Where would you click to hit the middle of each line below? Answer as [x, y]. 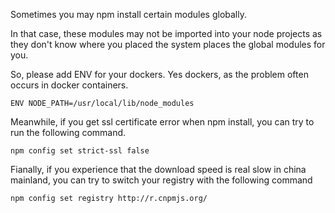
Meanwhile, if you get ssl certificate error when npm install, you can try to [162, 122]
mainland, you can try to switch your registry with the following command [161, 180]
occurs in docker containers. [69, 85]
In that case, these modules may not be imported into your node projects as [166, 33]
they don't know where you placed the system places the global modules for [168, 44]
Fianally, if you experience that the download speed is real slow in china [158, 169]
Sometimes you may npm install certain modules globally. [129, 14]
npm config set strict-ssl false [80, 151]
